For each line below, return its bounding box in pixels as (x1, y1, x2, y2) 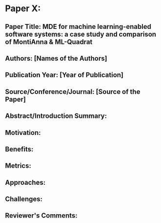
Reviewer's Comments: (5, 211, 78, 220)
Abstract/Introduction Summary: (5, 112, 107, 120)
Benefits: (5, 145, 34, 153)
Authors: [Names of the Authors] (5, 54, 107, 63)
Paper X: (5, 3, 41, 14)
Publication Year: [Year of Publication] (5, 71, 123, 79)
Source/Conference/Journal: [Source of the (5, 88, 141, 96)
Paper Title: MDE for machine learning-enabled (5, 22, 151, 31)
